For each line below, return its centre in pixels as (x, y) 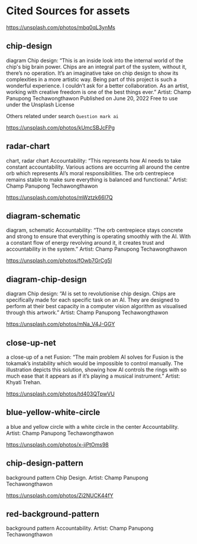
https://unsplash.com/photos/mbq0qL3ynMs (61, 27)
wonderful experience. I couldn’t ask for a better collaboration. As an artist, (98, 86)
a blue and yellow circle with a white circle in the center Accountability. (93, 426)
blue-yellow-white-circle (53, 412)
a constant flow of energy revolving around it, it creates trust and (85, 243)
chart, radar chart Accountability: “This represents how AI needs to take (94, 160)
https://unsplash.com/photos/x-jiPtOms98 (57, 444)
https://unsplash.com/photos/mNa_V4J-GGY (61, 324)
